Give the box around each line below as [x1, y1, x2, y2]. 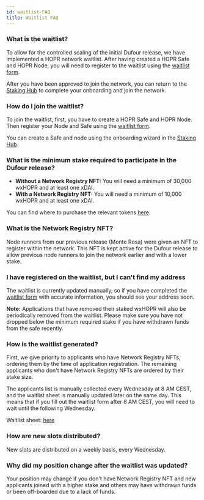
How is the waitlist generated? [6, 340, 98, 348]
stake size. [6, 373, 34, 381]
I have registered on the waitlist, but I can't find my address [6, 273, 186, 282]
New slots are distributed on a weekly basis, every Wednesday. [6, 446, 166, 453]
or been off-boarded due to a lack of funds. [6, 488, 116, 495]
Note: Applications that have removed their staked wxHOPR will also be [6, 305, 186, 312]
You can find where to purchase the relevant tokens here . [6, 209, 151, 216]
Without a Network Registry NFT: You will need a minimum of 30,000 [15, 177, 192, 185]
